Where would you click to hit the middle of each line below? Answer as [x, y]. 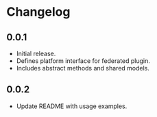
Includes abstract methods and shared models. [83, 68]
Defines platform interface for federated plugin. [83, 61]
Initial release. [36, 53]
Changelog [38, 12]
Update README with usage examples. [72, 106]
